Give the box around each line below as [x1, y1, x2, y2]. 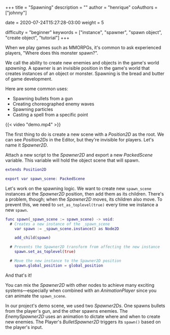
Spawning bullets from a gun [12, 96, 73, 101]
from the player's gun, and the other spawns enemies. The [5, 308, 128, 314]
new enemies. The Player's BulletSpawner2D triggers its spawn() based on [5, 319, 161, 325]
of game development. [5, 76, 53, 82]
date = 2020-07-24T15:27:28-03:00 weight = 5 [5, 20, 104, 25]
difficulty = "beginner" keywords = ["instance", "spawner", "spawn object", [5, 29, 162, 35]
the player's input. [5, 324, 43, 330]
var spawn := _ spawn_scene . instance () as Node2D [14, 226, 119, 231]
